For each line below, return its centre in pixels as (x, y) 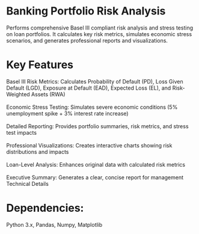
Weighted (18, 94)
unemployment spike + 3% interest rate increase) (67, 113)
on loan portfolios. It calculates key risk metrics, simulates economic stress (99, 34)
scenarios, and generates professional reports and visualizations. (87, 40)
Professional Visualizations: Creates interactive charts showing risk (89, 145)
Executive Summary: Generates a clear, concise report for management (95, 177)
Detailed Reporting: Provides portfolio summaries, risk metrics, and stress (97, 126)
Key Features (40, 65)
